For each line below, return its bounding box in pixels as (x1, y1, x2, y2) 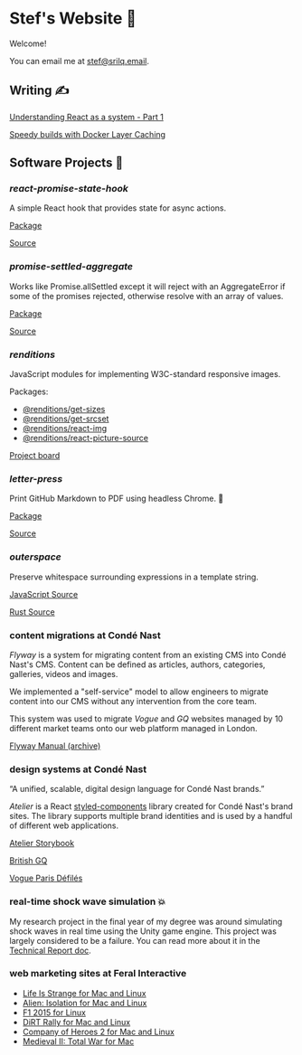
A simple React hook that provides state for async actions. (9, 203, 227, 213)
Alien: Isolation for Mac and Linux (22, 997, 147, 1008)
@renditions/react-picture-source (22, 433, 149, 444)
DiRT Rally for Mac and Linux (22, 1016, 131, 1027)
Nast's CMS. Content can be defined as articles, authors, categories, (9, 659, 266, 670)
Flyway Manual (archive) (9, 740, 101, 751)
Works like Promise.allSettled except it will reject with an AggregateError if (9, 280, 286, 292)
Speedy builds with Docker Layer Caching (9, 128, 165, 139)
